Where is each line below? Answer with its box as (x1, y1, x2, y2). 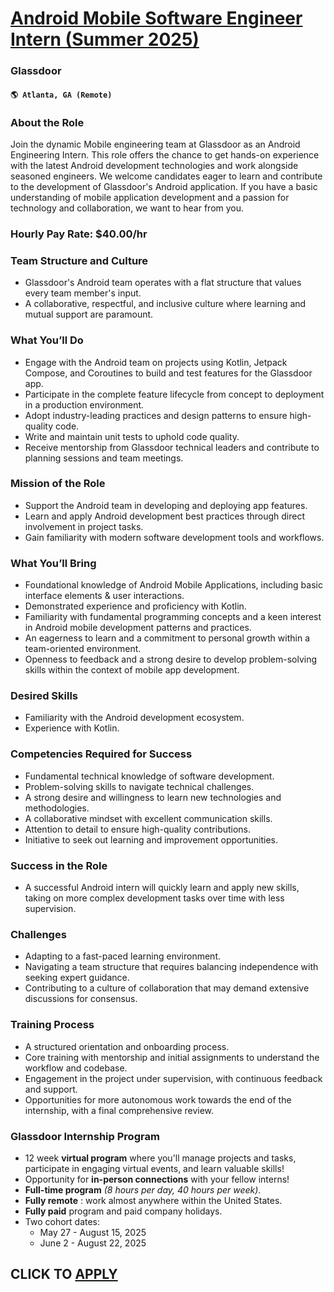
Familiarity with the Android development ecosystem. (24, 712, 245, 724)
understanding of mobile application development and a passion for (10, 192, 290, 203)
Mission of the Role (10, 477, 106, 491)
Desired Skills (10, 689, 79, 703)
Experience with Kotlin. (24, 722, 120, 734)
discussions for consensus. (24, 993, 138, 1005)
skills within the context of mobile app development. (24, 664, 240, 676)
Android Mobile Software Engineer (10, 7, 303, 30)
